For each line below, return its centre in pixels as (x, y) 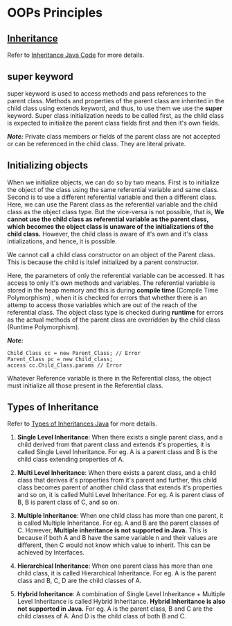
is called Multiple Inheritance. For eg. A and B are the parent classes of (118, 523)
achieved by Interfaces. (51, 553)
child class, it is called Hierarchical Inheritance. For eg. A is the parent (117, 573)
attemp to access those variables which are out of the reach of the (102, 305)
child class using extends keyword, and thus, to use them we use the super (115, 108)
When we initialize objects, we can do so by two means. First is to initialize (113, 182)
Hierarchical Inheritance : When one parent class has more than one (115, 566)
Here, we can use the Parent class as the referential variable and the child (113, 204)
